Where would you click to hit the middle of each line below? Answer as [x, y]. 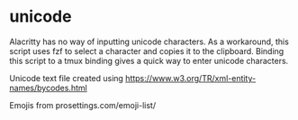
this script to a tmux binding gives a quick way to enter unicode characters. [149, 60]
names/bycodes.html [48, 88]
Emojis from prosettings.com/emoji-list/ [82, 105]
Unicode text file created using [67, 78]
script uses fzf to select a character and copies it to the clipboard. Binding [147, 51]
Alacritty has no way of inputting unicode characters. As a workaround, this [149, 42]
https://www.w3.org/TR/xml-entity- [191, 78]
